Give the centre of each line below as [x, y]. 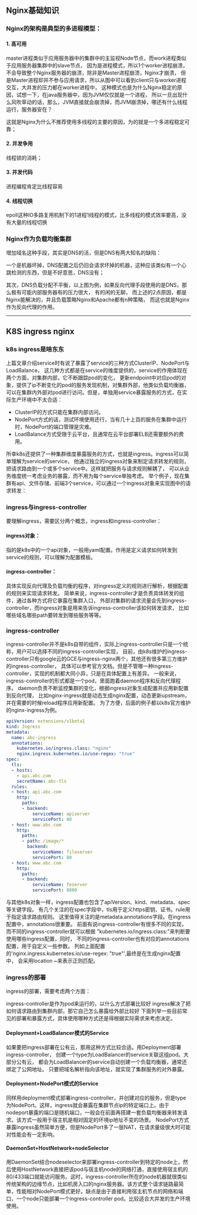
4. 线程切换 [20, 201]
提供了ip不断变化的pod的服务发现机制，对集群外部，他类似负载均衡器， [103, 385]
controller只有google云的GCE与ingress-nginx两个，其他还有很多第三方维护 [97, 659]
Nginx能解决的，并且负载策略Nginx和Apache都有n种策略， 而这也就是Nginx [98, 300]
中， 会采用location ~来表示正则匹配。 [52, 961]
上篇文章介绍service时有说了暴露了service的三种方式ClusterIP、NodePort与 [98, 363]
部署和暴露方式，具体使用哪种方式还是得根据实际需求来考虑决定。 [96, 1019]
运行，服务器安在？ [29, 109]
